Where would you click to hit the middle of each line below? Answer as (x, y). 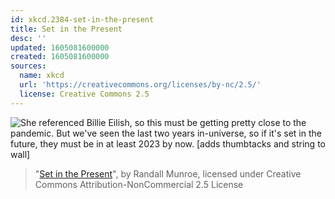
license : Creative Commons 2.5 (84, 94)
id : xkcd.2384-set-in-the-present (82, 19)
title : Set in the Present (66, 29)
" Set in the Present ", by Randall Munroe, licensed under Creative (168, 173)
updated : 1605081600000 (60, 47)
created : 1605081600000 (60, 57)
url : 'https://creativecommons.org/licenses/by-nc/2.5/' (140, 85)
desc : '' (28, 38)
